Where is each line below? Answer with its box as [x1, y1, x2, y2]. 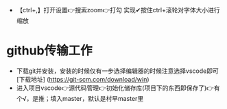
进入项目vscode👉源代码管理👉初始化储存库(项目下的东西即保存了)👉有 [16, 84, 220, 92]
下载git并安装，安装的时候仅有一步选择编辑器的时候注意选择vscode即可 [16, 67, 219, 75]
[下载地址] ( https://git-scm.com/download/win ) [16, 75, 150, 83]
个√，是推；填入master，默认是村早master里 [16, 94, 144, 102]
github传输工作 [6, 43, 93, 59]
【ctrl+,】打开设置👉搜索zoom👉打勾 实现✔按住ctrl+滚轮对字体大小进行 [16, 6, 220, 14]
